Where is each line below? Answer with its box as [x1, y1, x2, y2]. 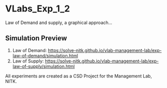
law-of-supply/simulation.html [12, 63, 75, 69]
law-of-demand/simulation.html [12, 52, 78, 58]
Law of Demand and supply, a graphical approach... [5, 19, 112, 25]
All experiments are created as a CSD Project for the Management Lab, [5, 73, 152, 79]
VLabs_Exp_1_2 [5, 3, 70, 14]
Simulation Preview [5, 34, 67, 42]
